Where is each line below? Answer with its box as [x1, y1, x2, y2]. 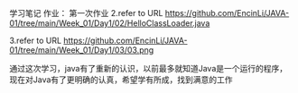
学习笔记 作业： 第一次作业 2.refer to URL [9, 8, 163, 18]
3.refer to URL [9, 35, 61, 46]
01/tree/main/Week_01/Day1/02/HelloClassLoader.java [9, 18, 210, 29]
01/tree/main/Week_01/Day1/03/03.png [9, 45, 154, 55]
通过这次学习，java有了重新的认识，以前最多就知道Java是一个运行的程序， [9, 63, 288, 73]
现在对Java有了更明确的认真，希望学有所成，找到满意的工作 [9, 74, 233, 85]
